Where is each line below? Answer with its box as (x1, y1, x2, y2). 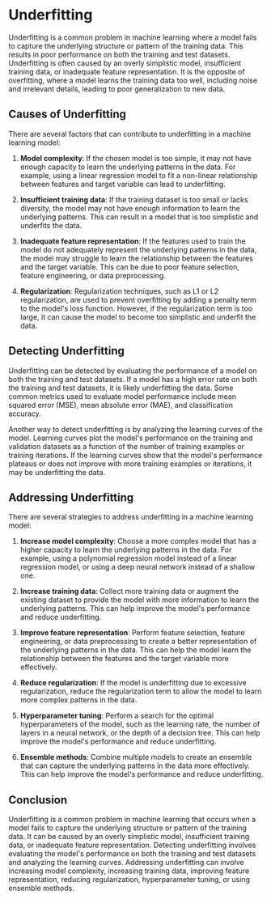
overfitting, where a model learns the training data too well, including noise (8, 75, 257, 85)
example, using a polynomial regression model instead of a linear (19, 553, 237, 563)
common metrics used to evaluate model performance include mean (8, 391, 237, 401)
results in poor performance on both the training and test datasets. (8, 49, 231, 59)
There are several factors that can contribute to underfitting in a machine (8, 129, 252, 138)
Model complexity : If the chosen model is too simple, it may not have (19, 153, 252, 163)
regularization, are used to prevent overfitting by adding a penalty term (19, 295, 257, 304)
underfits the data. (19, 220, 83, 230)
